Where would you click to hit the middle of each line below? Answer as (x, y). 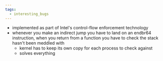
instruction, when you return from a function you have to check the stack (85, 38)
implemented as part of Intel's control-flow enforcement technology (80, 27)
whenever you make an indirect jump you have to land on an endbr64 (82, 33)
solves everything (37, 53)
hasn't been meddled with (38, 43)
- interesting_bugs (29, 14)
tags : (10, 9)
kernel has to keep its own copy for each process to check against (86, 48)
